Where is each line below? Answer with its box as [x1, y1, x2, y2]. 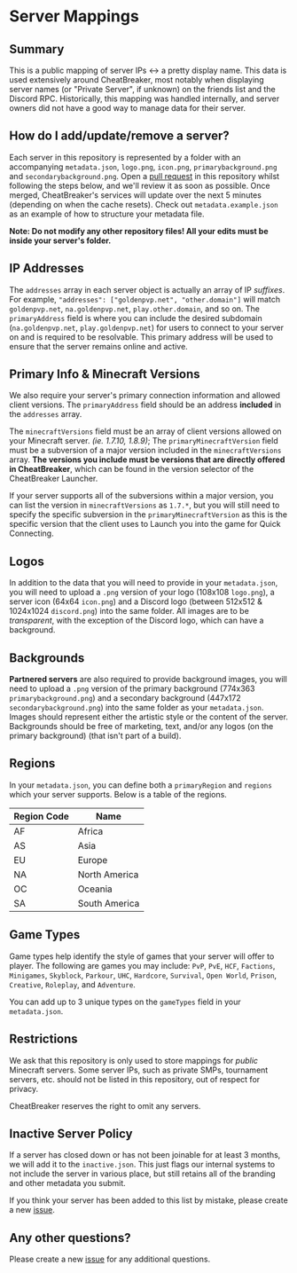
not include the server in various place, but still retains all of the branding [9, 1168, 277, 1179]
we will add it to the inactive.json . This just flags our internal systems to [9, 1159, 276, 1170]
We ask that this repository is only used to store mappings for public [9, 1055, 259, 1065]
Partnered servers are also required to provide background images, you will [9, 674, 288, 685]
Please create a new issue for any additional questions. [9, 1253, 211, 1265]
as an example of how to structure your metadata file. [9, 208, 206, 219]
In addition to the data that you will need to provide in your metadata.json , [9, 578, 278, 588]
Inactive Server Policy [9, 1126, 133, 1141]
